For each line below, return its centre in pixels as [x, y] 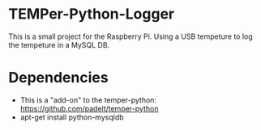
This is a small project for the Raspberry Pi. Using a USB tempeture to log [130, 36]
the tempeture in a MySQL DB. [59, 44]
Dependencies [58, 78]
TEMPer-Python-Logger [92, 14]
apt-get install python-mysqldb [72, 117]
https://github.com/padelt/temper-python [89, 108]
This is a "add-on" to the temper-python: [88, 100]
